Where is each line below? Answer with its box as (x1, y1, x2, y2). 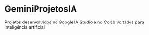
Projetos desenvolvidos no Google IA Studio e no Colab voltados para (4, 19, 145, 25)
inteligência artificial (4, 24, 45, 30)
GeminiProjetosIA (4, 3, 77, 14)
